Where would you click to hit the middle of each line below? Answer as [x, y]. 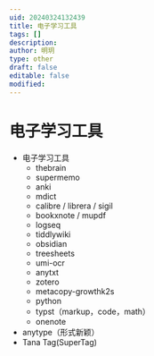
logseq [48, 225]
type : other [31, 59]
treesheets [55, 253]
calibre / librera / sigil [74, 206]
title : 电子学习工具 [43, 26]
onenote [51, 321]
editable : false [39, 76]
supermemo [57, 177]
